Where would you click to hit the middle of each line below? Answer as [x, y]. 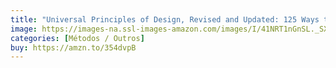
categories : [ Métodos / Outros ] [77, 38]
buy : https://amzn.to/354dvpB [73, 47]
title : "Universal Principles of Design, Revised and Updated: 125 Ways [165, 19]
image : [24, 29]
